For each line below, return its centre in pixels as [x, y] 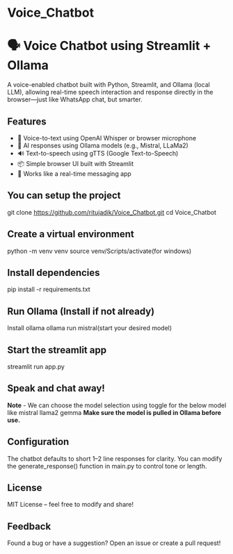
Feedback [29, 526]
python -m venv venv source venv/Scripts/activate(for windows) [99, 251]
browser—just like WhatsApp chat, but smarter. [75, 99]
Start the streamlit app [57, 350]
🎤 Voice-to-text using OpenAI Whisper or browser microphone [107, 138]
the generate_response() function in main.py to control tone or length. [107, 466]
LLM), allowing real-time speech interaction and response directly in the [110, 92]
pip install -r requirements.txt [49, 289]
